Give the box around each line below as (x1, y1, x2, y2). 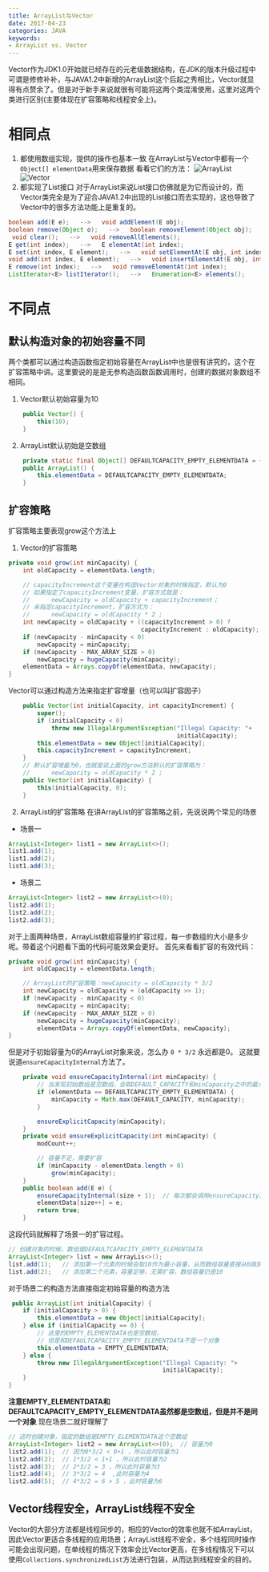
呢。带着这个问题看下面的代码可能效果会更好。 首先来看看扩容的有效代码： (8, 941, 256, 951)
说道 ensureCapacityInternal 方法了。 (8, 1057, 130, 1067)
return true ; (37, 1206, 81, 1214)
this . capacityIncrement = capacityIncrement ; (37, 746, 192, 754)
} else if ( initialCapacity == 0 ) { (22, 1322, 146, 1330)
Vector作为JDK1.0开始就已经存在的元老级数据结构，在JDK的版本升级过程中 (8, 65, 256, 75)
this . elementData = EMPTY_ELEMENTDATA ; (37, 1344, 171, 1352)
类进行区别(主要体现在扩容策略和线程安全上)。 (8, 95, 162, 104)
